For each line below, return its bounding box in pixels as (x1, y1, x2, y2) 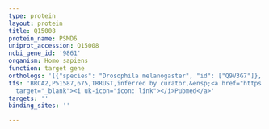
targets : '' (8, 94, 48, 102)
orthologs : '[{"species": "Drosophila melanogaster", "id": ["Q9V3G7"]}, (8, 72, 263, 80)
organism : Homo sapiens (8, 57, 89, 65)
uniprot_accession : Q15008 (8, 42, 99, 50)
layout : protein (8, 19, 63, 27)
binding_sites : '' (8, 102, 70, 110)
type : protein (8, 11, 57, 20)
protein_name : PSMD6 (8, 34, 78, 43)
